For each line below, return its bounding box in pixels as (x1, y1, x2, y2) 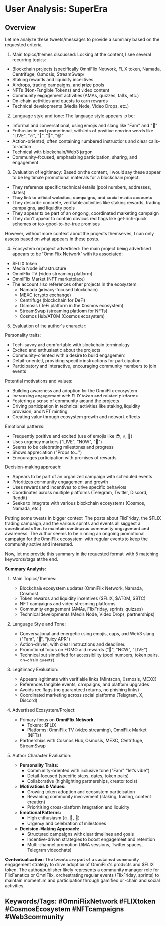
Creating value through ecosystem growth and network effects (12, 414, 140, 420)
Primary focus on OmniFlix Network (19, 717, 94, 723)
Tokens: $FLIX (27, 722, 57, 728)
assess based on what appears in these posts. (5, 236, 100, 242)
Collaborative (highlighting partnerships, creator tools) (27, 778, 138, 784)
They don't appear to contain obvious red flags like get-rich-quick (12, 216, 147, 221)
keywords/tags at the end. (5, 556, 58, 562)
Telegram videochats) (27, 847, 72, 853)
